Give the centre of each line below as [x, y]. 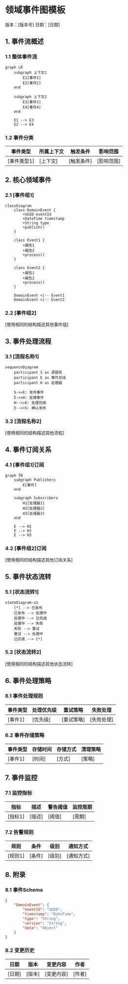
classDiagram [18, 206]
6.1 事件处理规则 [24, 696]
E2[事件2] [32, 83]
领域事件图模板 [35, 10]
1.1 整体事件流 [21, 57]
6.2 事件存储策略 [25, 736]
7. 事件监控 [21, 778]
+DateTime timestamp [44, 219]
